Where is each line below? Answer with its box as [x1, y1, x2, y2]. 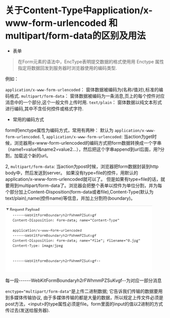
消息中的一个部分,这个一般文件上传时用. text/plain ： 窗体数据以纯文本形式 [5, 99, 162, 105]
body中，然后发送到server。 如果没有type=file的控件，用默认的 [5, 170, 139, 176]
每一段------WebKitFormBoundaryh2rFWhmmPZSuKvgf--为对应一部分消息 [5, 277, 162, 283]
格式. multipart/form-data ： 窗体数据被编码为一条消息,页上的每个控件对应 [9, 92, 165, 99]
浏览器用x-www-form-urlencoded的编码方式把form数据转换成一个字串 [14, 140, 162, 146]
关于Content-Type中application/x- [5, 5, 153, 16]
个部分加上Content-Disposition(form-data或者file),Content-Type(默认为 [5, 188, 154, 195]
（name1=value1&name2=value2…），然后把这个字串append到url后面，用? [5, 146, 160, 152]
